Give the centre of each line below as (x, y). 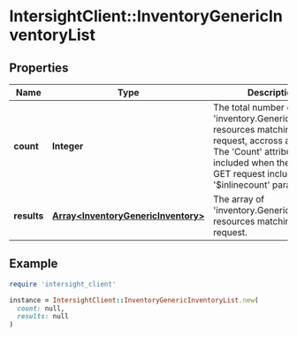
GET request (239, 174)
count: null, (41, 308)
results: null (43, 317)
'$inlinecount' (242, 185)
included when (244, 163)
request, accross (248, 141)
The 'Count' (238, 152)
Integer (68, 146)
